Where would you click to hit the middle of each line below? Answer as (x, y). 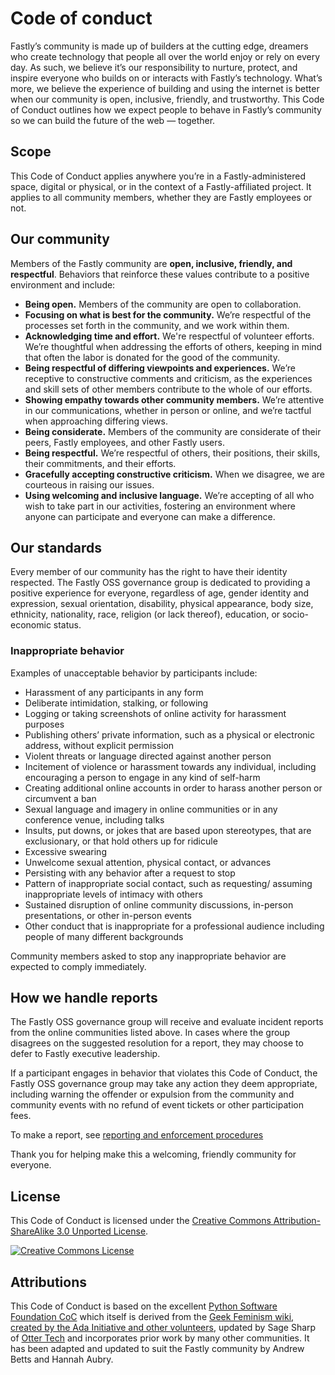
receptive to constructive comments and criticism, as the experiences (168, 378)
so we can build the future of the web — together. (113, 120)
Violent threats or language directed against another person (148, 756)
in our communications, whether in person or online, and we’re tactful (168, 410)
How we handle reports (84, 998)
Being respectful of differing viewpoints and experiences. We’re (160, 368)
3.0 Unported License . (102, 1231)
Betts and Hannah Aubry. (62, 1359)
